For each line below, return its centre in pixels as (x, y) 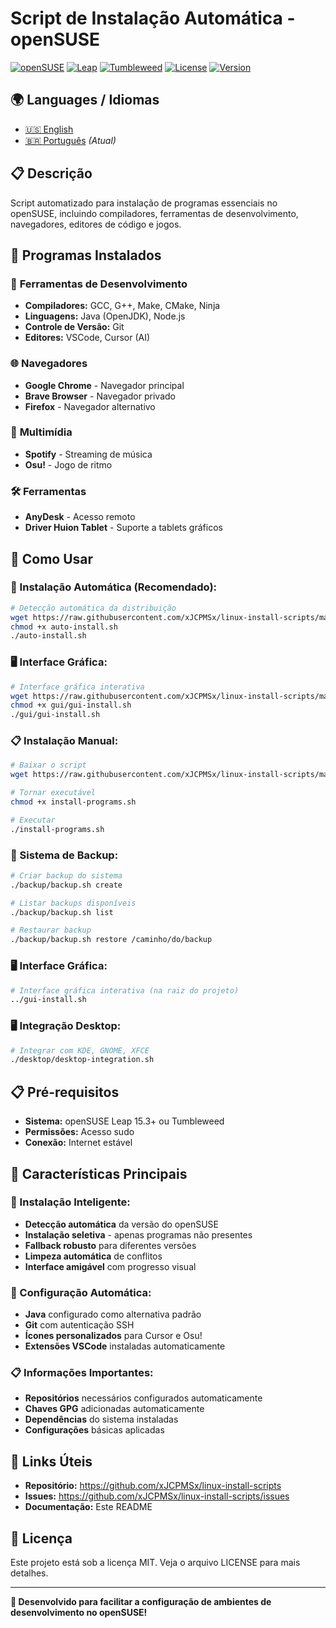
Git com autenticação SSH (79, 1325)
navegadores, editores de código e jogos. (96, 224)
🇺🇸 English (49, 129)
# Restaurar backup (51, 930)
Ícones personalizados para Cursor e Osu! (113, 1336)
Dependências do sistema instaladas (101, 1419)
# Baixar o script (48, 765)
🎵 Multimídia (41, 432)
